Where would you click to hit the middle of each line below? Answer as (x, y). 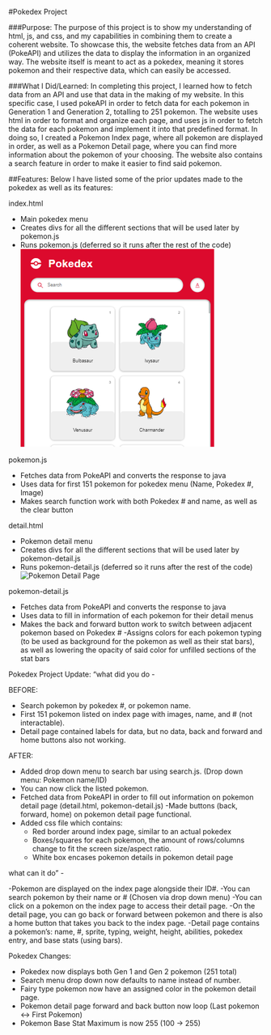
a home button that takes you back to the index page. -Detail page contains (134, 923)
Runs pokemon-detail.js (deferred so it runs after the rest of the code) (136, 567)
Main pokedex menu (54, 219)
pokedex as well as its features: (61, 188)
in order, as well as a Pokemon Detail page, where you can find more (123, 146)
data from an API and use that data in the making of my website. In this (126, 95)
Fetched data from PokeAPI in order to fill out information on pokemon (137, 797)
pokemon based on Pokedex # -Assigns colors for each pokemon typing (141, 633)
